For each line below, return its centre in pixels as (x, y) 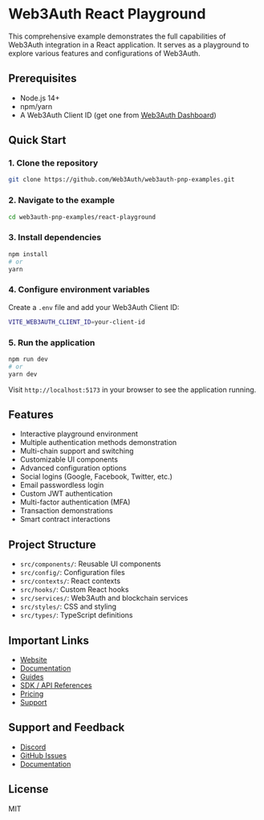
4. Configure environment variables (79, 290)
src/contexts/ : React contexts (70, 581)
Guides (32, 676)
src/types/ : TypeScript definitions (76, 615)
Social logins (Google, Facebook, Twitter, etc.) (96, 477)
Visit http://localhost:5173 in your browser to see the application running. (132, 390)
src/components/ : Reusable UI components (90, 564)
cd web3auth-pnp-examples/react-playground (82, 217)
